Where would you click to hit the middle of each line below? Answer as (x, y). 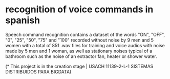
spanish (23, 20)
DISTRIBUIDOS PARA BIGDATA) (38, 72)
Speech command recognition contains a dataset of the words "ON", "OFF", (85, 34)
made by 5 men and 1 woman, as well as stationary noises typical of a (79, 51)
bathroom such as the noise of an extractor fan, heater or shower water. (81, 56)
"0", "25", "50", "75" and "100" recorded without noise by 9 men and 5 (80, 40)
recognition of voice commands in (79, 9)
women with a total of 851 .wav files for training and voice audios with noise (85, 45)
